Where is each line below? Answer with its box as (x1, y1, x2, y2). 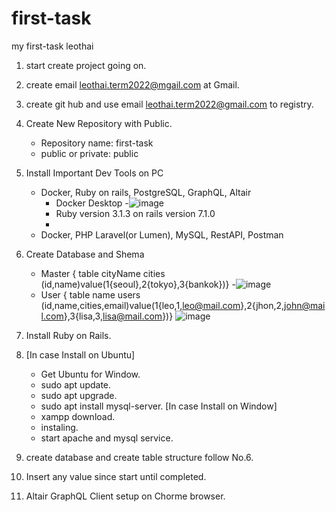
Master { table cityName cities (40, 267, 166, 279)
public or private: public (40, 147, 139, 159)
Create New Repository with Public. (25, 117, 173, 129)
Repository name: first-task (40, 137, 154, 149)
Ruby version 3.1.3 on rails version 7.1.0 (55, 207, 216, 219)
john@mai (284, 299, 326, 311)
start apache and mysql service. (40, 432, 174, 444)
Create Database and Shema (25, 248, 145, 260)
